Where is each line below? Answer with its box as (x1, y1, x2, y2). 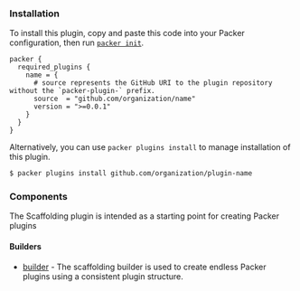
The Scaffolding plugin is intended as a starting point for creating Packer (9, 211, 280, 221)
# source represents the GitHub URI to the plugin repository (33, 79, 273, 88)
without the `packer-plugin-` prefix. (9, 87, 155, 96)
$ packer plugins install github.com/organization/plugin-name (9, 169, 253, 178)
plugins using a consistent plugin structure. (22, 270, 183, 282)
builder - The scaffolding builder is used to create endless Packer (22, 261, 267, 272)
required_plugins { (17, 62, 91, 72)
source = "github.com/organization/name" (33, 94, 196, 104)
